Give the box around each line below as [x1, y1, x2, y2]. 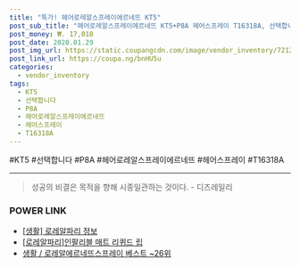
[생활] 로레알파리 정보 [21, 226, 98, 237]
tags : [9, 79, 29, 88]
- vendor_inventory [17, 71, 90, 80]
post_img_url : [9, 46, 62, 55]
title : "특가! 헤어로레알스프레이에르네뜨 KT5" [9, 12, 162, 22]
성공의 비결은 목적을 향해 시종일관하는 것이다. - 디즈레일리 [30, 182, 233, 192]
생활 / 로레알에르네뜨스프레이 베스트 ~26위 [21, 248, 171, 259]
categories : [9, 63, 54, 72]
